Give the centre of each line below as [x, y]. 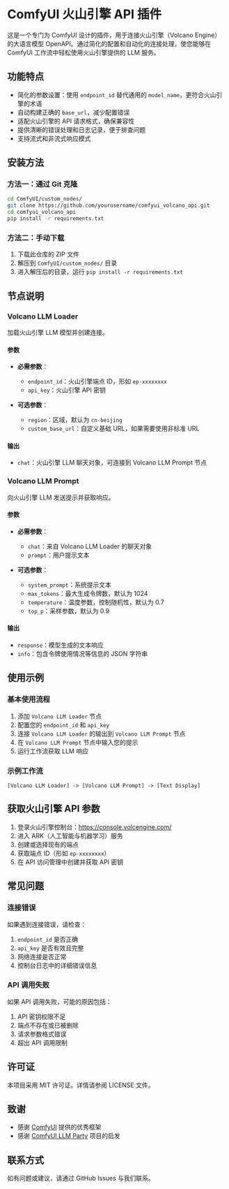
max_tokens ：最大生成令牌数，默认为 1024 [88, 593]
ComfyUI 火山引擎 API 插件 [85, 14]
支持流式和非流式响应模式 [54, 138]
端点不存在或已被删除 [48, 1025]
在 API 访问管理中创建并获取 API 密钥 [70, 862]
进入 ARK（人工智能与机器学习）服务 [70, 836]
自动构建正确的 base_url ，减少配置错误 [73, 112]
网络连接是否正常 [42, 956]
